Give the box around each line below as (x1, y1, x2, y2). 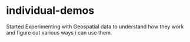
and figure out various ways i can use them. (6, 29, 112, 36)
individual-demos (6, 4, 95, 17)
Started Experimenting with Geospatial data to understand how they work (6, 23, 184, 30)
